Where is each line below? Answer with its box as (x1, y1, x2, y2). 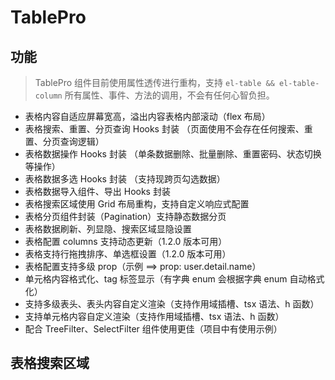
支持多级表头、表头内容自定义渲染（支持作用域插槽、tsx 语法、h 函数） (24, 298, 320, 310)
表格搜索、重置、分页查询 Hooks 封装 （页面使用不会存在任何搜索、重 (24, 123, 313, 135)
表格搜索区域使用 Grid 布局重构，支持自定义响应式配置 (24, 198, 250, 210)
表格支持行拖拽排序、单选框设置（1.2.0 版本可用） (24, 248, 232, 260)
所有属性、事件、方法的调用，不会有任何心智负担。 (64, 89, 275, 101)
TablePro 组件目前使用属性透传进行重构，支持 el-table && (34, 77, 275, 88)
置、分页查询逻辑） (24, 136, 105, 147)
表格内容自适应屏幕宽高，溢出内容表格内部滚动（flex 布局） (24, 111, 271, 122)
